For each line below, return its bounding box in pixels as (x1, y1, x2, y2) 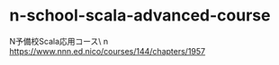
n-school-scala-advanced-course (9, 5, 271, 26)
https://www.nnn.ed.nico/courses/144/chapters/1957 (9, 45, 205, 56)
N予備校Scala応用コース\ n (9, 36, 109, 46)
